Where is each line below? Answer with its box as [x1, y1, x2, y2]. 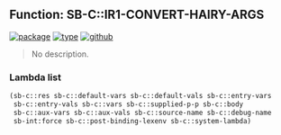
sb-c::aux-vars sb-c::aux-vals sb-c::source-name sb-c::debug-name [13, 108, 272, 117]
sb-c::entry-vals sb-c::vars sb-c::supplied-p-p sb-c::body [13, 99, 244, 109]
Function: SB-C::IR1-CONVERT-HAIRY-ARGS [9, 7, 265, 22]
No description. [31, 49, 89, 59]
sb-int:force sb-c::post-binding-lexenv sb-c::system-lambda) [13, 116, 252, 125]
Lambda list [9, 71, 61, 84]
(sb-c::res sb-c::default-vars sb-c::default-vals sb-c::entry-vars [9, 92, 272, 101]
